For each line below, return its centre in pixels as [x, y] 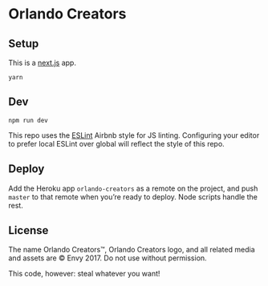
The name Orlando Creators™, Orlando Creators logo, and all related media [132, 250]
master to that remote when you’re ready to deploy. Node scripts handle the [133, 196]
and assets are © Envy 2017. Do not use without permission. [108, 258]
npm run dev [28, 120]
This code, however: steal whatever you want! [84, 274]
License [28, 230]
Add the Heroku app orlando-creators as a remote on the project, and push [133, 188]
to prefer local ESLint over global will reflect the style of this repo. [116, 143]
